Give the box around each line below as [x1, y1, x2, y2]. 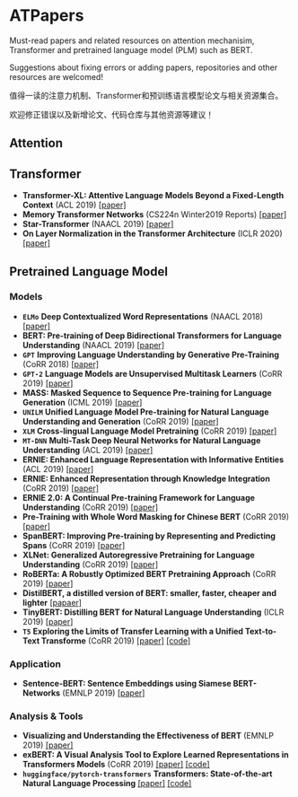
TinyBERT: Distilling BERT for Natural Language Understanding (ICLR [22, 607, 285, 617]
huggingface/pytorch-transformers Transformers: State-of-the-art [22, 768, 273, 779]
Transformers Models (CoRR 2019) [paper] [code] [22, 759, 210, 770]
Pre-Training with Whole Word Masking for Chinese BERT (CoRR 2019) [22, 511, 290, 521]
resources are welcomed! [9, 71, 103, 82]
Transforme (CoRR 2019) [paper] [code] [40, 635, 191, 646]
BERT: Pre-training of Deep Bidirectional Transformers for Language [22, 329, 283, 341]
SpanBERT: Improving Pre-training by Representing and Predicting [22, 530, 276, 541]
